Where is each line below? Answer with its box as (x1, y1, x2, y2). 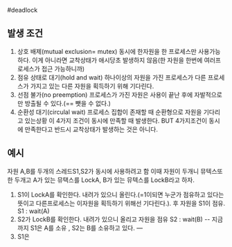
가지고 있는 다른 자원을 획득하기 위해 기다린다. (30, 82, 154, 90)
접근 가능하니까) (41, 64, 85, 73)
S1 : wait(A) (17, 207, 50, 215)
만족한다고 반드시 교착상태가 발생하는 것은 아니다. (24, 125, 158, 134)
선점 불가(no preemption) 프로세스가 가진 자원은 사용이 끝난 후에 (17, 90, 193, 99)
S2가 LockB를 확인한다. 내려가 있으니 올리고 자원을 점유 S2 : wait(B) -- (17, 214, 211, 223)
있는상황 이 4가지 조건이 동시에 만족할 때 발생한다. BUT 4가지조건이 (24, 116, 208, 125)
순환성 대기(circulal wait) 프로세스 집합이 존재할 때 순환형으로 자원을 (17, 107, 202, 116)
